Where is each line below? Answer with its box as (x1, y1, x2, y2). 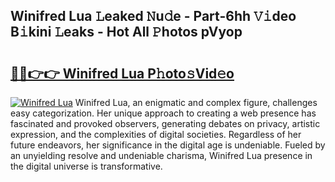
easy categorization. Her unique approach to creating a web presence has (10, 107, 317, 119)
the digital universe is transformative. (10, 160, 163, 172)
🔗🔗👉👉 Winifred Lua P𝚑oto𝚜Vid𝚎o (10, 65, 235, 82)
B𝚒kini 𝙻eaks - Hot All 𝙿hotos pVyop (10, 24, 243, 41)
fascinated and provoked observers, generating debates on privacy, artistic (10, 118, 321, 129)
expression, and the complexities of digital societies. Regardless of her (10, 129, 302, 140)
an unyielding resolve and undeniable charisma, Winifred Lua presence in (10, 150, 313, 161)
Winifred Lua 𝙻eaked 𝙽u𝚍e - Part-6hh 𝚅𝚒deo (10, 8, 297, 25)
